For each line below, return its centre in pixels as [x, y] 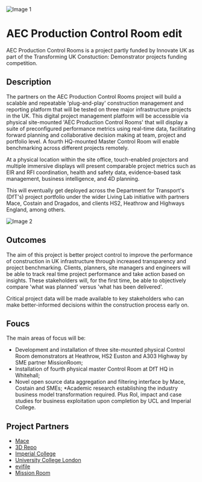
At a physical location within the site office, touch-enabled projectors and [97, 159]
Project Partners [38, 426]
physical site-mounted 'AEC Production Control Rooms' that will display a [97, 122]
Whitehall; [27, 375]
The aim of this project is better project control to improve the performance [99, 255]
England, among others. [36, 209]
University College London [48, 460]
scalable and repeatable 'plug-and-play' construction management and [95, 103]
